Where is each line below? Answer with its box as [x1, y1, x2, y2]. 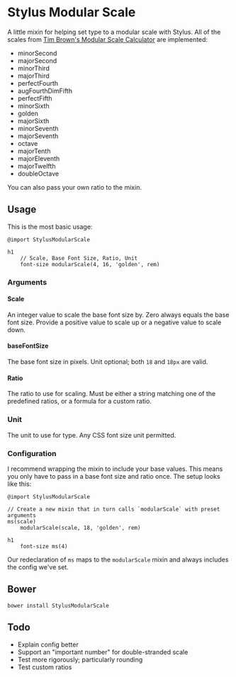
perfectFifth [17, 93, 52, 103]
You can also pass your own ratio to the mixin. [7, 183, 142, 191]
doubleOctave [17, 169, 59, 178]
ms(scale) [7, 518, 37, 525]
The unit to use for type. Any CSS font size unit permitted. [7, 431, 176, 439]
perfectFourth [17, 79, 59, 87]
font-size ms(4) [20, 542, 69, 550]
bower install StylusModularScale [7, 602, 110, 609]
